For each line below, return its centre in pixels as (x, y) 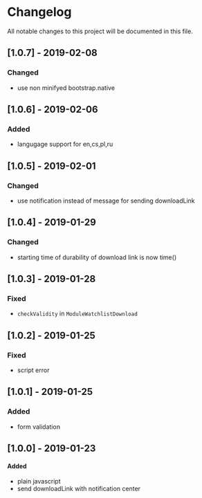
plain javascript (39, 481)
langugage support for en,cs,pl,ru (65, 144)
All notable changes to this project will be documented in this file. (100, 31)
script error (33, 370)
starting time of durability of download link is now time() (97, 257)
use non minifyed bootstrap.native (66, 88)
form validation (39, 427)
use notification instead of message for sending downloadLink (106, 201)
